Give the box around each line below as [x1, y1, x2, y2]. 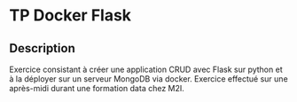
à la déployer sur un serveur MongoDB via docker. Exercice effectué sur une [9, 74, 288, 84]
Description [9, 41, 75, 56]
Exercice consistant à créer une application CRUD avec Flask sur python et [9, 64, 283, 75]
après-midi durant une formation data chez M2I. [9, 83, 184, 93]
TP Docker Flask [9, 5, 131, 26]
